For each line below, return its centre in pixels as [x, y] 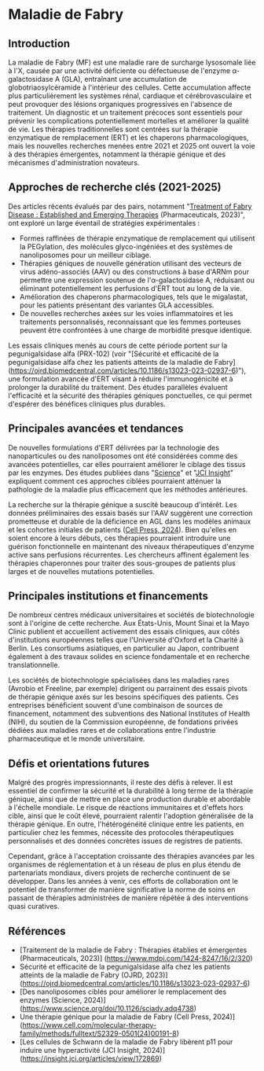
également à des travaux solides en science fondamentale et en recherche [129, 657]
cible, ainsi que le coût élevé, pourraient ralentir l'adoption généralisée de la [131, 816]
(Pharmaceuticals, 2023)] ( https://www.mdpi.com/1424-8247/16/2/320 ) [136, 959]
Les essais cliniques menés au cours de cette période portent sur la [118, 345]
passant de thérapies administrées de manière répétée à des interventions [128, 898]
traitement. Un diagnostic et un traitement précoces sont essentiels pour [126, 112]
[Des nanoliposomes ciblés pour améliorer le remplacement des [123, 992]
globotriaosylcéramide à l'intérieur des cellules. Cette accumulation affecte [130, 87]
